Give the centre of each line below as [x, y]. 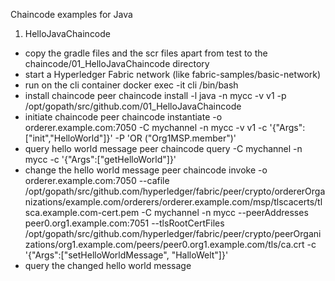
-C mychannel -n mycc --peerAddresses [225, 212]
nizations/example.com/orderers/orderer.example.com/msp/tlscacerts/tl [173, 202]
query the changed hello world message [108, 265]
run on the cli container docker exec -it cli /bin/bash [131, 85]
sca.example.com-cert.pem [82, 212]
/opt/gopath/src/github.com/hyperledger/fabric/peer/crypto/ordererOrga [175, 191]
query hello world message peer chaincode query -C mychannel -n [163, 148]
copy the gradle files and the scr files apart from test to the [146, 53]
